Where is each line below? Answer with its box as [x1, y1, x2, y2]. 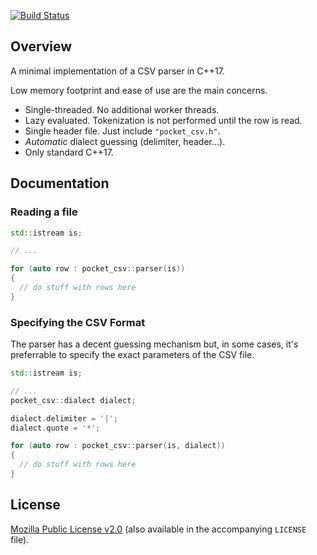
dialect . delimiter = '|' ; [10, 413, 118, 424]
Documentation [10, 175, 110, 192]
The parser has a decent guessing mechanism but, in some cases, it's [10, 338, 299, 350]
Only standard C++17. [24, 146, 114, 158]
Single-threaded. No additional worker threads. [24, 103, 220, 115]
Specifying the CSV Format [10, 315, 146, 329]
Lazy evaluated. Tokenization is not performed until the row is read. [24, 114, 303, 126]
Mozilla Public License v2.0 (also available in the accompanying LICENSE [10, 523, 307, 535]
